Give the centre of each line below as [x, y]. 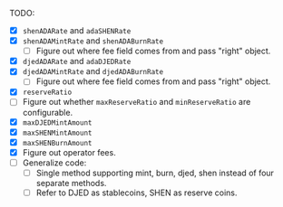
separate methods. [71, 183]
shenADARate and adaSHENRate [77, 30]
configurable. [48, 112]
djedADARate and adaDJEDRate [77, 61]
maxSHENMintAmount [57, 133]
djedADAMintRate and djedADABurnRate [93, 71]
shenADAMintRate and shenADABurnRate [93, 41]
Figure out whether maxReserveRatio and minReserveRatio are [137, 102]
